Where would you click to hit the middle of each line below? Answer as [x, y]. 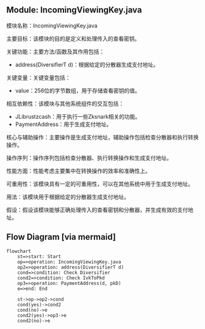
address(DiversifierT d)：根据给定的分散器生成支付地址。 [87, 64]
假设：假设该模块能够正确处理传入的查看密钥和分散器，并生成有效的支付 [97, 210]
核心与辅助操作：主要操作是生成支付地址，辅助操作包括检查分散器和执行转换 [103, 137]
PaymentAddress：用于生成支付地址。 [63, 124]
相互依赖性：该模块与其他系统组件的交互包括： [65, 103]
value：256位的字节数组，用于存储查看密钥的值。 [77, 91]
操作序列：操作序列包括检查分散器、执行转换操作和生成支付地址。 [89, 158]
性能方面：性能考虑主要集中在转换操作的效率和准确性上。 [78, 171]
